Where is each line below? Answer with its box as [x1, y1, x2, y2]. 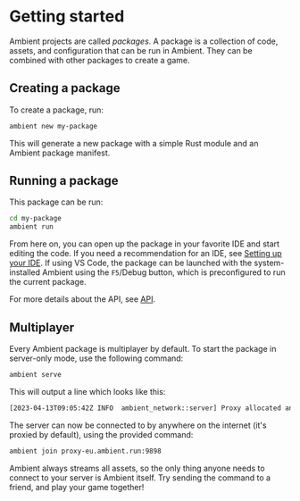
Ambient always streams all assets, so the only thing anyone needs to [9, 463, 265, 473]
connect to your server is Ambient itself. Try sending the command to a [9, 472, 271, 483]
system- [254, 257, 285, 269]
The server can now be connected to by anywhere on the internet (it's [9, 420, 267, 430]
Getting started [9, 6, 125, 27]
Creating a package [9, 80, 121, 96]
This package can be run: [9, 196, 104, 207]
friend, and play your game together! [9, 481, 145, 492]
